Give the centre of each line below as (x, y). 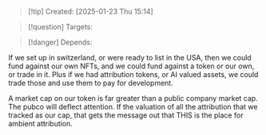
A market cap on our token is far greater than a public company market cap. (133, 98)
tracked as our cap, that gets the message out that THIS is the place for (126, 115)
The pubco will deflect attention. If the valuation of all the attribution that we (133, 107)
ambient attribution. (41, 123)
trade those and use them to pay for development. (91, 83)
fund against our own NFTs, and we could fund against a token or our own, (131, 66)
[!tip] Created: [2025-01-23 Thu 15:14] (90, 12)
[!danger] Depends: (60, 42)
